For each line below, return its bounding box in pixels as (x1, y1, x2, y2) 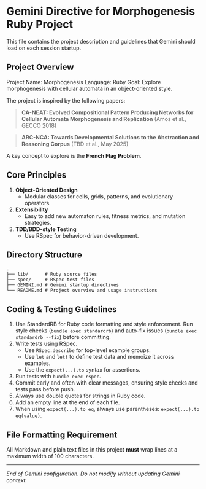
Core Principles (6, 170, 67, 181)
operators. (24, 199, 51, 206)
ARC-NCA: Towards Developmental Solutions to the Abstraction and (21, 133, 199, 141)
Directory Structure (6, 249, 83, 260)
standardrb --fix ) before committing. (15, 334, 112, 341)
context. (6, 477, 28, 483)
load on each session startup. (6, 44, 82, 52)
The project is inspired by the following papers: (6, 96, 126, 104)
